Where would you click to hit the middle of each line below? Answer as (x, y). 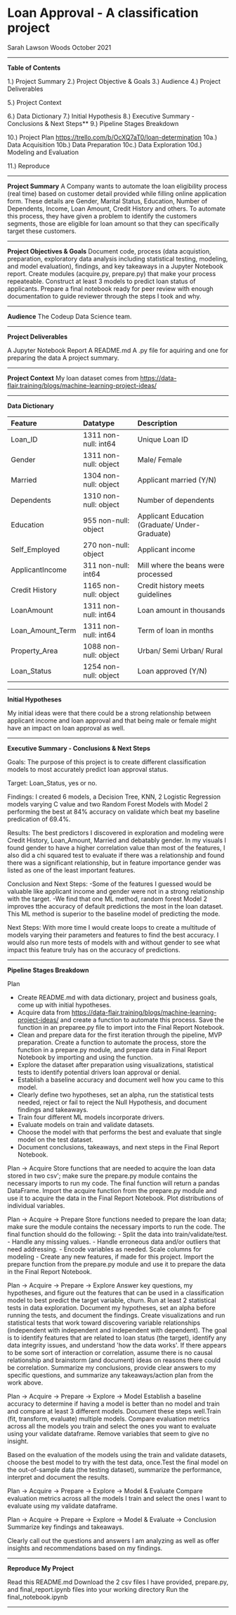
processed (155, 574)
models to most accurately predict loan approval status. (88, 769)
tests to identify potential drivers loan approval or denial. (99, 1072)
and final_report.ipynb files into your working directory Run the (98, 1589)
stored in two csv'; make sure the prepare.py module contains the (103, 1176)
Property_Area (34, 651)
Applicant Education (171, 516)
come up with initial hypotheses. (64, 1004)
